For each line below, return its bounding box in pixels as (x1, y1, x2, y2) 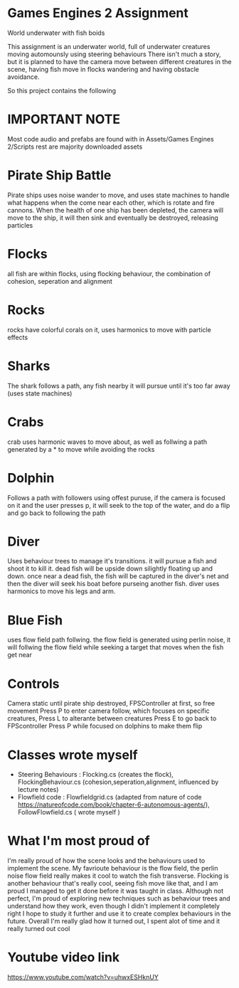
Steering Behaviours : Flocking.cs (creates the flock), (17, 770, 174, 779)
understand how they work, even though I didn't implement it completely (7, 902, 221, 910)
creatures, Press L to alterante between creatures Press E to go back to (7, 714, 217, 723)
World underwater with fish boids (7, 28, 105, 37)
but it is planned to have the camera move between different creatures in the (7, 57, 232, 65)
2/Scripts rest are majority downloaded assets (7, 142, 143, 151)
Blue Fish (7, 612, 63, 628)
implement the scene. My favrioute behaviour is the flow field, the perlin (7, 864, 218, 873)
